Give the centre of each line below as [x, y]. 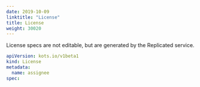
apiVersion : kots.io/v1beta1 [43, 56]
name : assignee [31, 73]
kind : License [24, 62]
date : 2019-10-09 [28, 12]
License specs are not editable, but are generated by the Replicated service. [100, 45]
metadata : [19, 67]
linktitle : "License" [33, 17]
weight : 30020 [24, 28]
